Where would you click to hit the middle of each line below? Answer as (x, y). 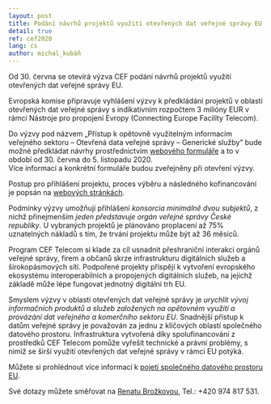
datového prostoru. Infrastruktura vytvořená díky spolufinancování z (122, 334)
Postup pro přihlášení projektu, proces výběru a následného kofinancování (133, 184)
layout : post (30, 16)
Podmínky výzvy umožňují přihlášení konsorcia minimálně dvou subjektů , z (133, 208)
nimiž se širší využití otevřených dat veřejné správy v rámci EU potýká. (126, 351)
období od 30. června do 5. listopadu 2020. (81, 159)
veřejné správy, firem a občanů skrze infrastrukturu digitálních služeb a (127, 258)
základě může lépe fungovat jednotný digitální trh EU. (97, 284)
